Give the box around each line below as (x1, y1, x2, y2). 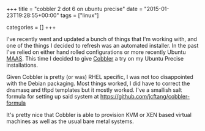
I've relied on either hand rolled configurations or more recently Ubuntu (6, 48, 186, 56)
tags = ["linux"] (60, 12, 99, 19)
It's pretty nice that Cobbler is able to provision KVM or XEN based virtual (6, 111, 192, 118)
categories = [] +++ (6, 24, 56, 31)
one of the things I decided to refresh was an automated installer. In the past (6, 42, 199, 49)
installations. (6, 61, 39, 69)
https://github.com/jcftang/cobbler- (100, 93, 190, 100)
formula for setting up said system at (6, 93, 99, 100)
